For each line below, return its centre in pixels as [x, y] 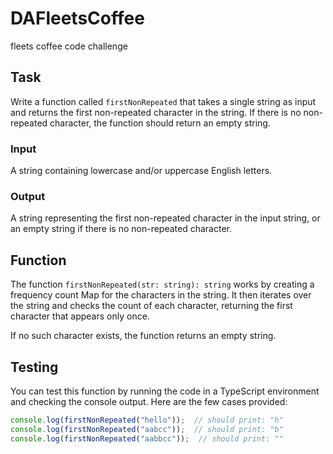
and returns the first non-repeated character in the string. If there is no [156, 112]
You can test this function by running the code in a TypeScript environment [165, 391]
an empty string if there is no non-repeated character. [121, 229]
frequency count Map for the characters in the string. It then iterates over [161, 295]
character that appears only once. [80, 316]
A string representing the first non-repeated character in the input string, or [165, 218]
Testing [34, 367]
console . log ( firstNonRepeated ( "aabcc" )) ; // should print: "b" [147, 429]
